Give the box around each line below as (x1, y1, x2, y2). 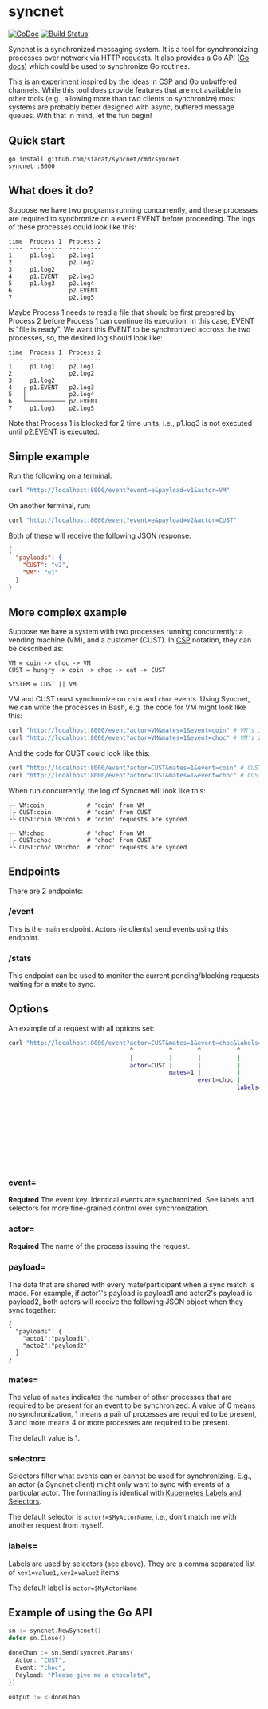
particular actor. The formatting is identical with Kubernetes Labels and (8, 1488, 242, 1498)
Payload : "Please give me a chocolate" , (15, 1671, 152, 1679)
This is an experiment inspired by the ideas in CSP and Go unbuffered (8, 77, 238, 86)
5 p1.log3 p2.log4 (8, 279, 94, 288)
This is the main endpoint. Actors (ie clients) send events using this (8, 924, 229, 933)
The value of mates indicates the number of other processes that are (8, 1392, 233, 1401)
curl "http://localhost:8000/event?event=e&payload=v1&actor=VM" (8, 487, 230, 495)
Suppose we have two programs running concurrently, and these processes (8, 205, 258, 214)
